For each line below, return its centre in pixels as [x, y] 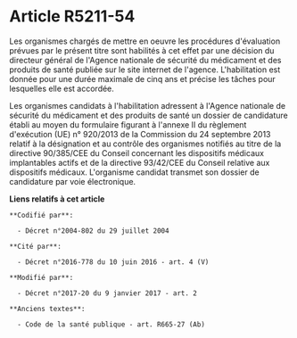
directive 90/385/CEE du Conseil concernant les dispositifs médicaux [137, 153]
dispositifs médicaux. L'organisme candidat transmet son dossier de [135, 172]
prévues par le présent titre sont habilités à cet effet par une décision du [142, 50]
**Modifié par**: [41, 277]
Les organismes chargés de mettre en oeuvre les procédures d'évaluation [145, 41]
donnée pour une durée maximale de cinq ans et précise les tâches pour [143, 78]
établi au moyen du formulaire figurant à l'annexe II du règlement [128, 124]
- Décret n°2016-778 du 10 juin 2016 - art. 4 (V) [113, 262]
